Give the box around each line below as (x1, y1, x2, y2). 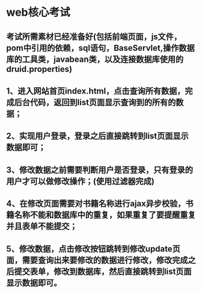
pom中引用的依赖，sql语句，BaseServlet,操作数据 (6, 43, 195, 53)
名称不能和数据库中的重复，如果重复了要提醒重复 (14, 210, 196, 221)
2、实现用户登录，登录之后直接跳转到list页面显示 (6, 131, 189, 141)
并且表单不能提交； (6, 221, 78, 231)
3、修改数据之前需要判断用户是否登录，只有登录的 (6, 164, 194, 175)
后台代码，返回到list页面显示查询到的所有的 (14, 97, 176, 108)
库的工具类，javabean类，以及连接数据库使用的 (6, 54, 184, 64)
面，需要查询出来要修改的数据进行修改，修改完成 (6, 255, 188, 265)
